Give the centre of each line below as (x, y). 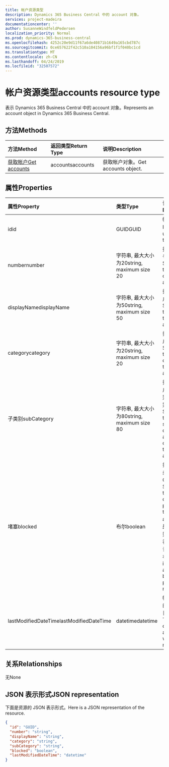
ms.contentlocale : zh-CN (31, 57)
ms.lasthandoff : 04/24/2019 (35, 62)
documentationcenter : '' (31, 24)
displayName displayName (38, 307)
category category (29, 353)
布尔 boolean (131, 526)
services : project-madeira (33, 19)
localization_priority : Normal (38, 33)
